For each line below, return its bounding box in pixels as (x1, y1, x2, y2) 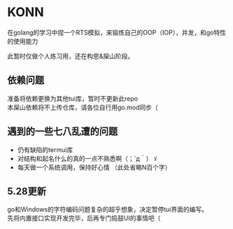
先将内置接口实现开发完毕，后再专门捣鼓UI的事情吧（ (7, 214, 161, 223)
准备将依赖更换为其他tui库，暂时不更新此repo (7, 94, 139, 102)
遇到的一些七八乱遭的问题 (7, 125, 118, 137)
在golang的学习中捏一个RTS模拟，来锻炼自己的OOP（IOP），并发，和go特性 (7, 28, 226, 36)
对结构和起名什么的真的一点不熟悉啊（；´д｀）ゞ (17, 154, 159, 162)
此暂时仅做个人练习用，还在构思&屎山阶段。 (7, 52, 134, 60)
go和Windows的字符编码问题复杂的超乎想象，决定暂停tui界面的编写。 (7, 205, 209, 214)
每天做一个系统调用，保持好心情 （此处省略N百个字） (17, 162, 171, 172)
